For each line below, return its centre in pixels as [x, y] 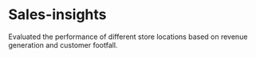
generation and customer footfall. [63, 44]
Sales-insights [57, 15]
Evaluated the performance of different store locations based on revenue [128, 37]
